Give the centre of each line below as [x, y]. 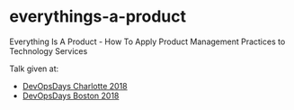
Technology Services [49, 50]
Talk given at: [34, 69]
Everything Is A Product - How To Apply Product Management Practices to [147, 41]
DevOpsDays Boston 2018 [71, 96]
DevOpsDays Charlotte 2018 [75, 86]
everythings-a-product [98, 17]
